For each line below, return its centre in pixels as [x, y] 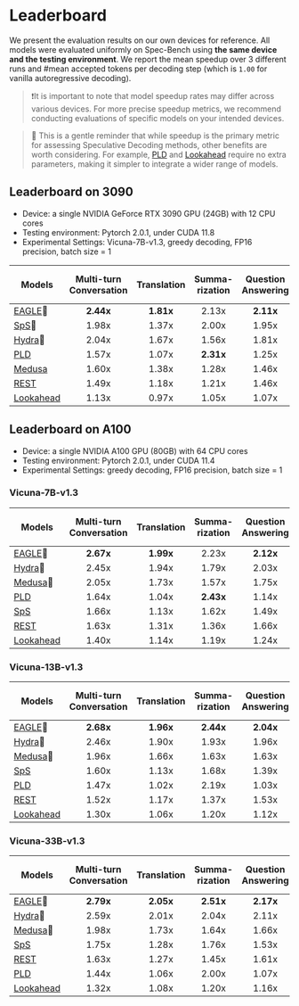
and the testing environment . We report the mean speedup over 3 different [148, 59]
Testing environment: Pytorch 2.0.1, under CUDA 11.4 [118, 460]
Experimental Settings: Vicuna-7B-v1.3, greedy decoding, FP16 [137, 242]
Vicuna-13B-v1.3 [46, 667]
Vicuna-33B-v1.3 [47, 841]
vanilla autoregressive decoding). [70, 78]
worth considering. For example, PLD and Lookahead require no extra [158, 154]
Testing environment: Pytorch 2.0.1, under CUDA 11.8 [118, 232]
